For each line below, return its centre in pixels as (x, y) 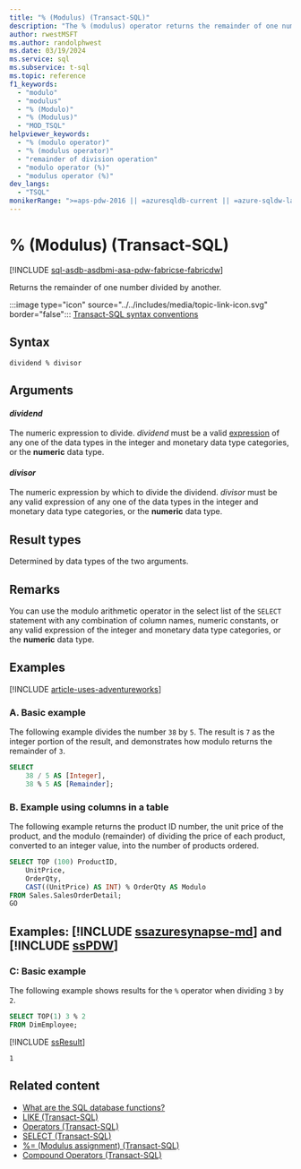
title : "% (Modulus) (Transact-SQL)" (80, 17)
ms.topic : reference (48, 76)
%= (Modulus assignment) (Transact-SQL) (101, 1145)
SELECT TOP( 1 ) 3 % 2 (48, 1017)
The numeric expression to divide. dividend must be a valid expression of (145, 433)
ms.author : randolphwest (56, 43)
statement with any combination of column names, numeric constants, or (144, 621)
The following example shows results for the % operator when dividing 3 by (146, 991)
